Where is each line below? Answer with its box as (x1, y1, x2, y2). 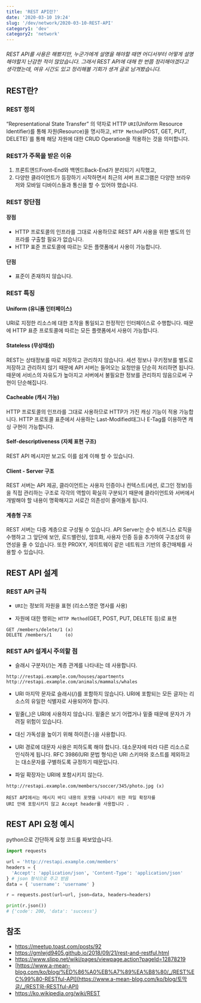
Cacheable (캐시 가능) (6, 394, 60, 401)
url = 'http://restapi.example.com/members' (6, 859, 119, 865)
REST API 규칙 (6, 587, 47, 596)
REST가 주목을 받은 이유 (6, 151, 72, 160)
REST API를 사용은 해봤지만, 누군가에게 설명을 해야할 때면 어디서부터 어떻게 (6, 50, 182, 58)
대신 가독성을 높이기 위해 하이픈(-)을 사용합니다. (14, 731, 127, 738)
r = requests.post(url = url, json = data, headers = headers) (6, 892, 151, 898)
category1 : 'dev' (6, 25, 50, 32)
